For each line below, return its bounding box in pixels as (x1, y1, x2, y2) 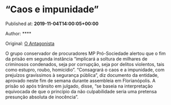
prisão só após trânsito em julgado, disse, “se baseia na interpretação (5, 83, 153, 89)
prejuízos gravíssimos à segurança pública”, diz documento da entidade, (5, 72, 159, 78)
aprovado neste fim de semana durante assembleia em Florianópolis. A (5, 77, 156, 83)
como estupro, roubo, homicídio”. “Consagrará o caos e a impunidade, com (5, 67, 165, 73)
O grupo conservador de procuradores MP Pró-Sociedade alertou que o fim (5, 50, 166, 56)
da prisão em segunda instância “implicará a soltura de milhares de (5, 55, 148, 62)
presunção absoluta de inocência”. (5, 94, 79, 100)
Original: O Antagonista (5, 40, 55, 47)
